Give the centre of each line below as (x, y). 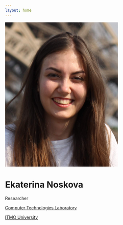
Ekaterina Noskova (44, 185)
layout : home (18, 10)
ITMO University (22, 217)
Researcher (17, 198)
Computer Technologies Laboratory (41, 207)
